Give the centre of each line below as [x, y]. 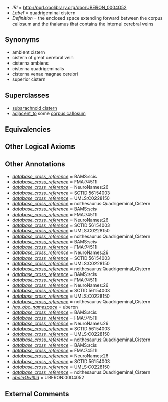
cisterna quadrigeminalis [38, 68]
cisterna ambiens [30, 63]
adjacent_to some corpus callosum [49, 113]
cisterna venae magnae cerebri [45, 74]
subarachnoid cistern [34, 108]
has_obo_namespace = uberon [45, 307]
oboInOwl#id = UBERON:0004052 [48, 378]
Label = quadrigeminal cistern [44, 13]
